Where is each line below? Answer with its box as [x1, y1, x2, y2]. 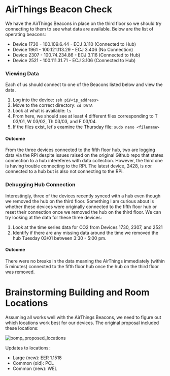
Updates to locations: [5, 344, 50, 351]
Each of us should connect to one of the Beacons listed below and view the [5, 81, 163, 88]
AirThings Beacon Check [5, 4, 113, 15]
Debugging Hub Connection [5, 181, 76, 188]
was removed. [5, 269, 35, 275]
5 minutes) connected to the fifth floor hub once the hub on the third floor [5, 263, 159, 269]
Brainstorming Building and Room [5, 286, 150, 298]
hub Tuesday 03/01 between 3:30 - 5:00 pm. [12, 235, 107, 241]
